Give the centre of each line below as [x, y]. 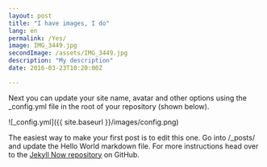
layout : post [30, 16]
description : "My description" [61, 61]
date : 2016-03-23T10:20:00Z [56, 68]
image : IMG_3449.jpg [43, 46]
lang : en [23, 31]
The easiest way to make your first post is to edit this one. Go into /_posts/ [132, 137]
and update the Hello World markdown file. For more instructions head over [133, 146]
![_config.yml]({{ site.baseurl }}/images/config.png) [94, 122]
